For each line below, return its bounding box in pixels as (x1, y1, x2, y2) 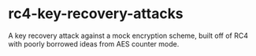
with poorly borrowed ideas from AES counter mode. (8, 39, 180, 48)
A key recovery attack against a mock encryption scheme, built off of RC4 (8, 31, 249, 40)
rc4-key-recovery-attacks (8, 5, 184, 23)
